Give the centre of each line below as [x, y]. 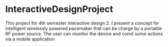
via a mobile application [30, 39]
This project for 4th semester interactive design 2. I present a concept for [82, 23]
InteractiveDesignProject [59, 9]
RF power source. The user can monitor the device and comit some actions [84, 33]
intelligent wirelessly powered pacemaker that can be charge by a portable [83, 28]
